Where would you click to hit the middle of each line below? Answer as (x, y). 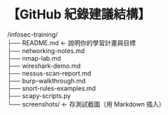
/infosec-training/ (33, 34)
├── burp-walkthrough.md (46, 80)
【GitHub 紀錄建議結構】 (79, 14)
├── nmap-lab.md (34, 58)
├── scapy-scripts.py (39, 95)
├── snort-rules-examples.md (52, 88)
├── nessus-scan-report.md (49, 73)
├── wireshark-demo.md (44, 66)
